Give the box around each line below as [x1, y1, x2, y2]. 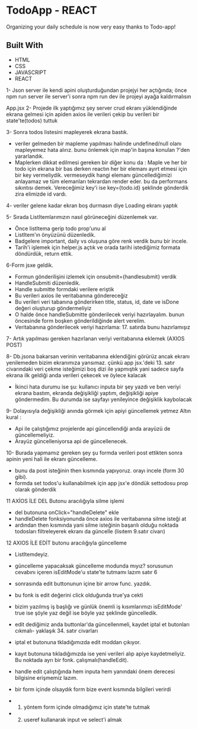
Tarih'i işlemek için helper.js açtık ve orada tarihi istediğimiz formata [14, 244, 181, 251]
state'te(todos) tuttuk [6, 117, 58, 124]
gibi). [14, 473, 28, 480]
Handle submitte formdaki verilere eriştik [14, 285, 114, 292]
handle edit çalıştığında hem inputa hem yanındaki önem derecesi [14, 668, 175, 675]
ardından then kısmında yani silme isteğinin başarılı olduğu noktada [14, 521, 179, 529]
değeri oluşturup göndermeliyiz [14, 304, 92, 311]
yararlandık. [14, 152, 44, 160]
